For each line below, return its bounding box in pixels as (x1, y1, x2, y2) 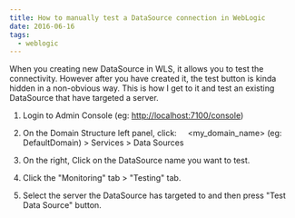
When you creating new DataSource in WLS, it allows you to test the (9, 64, 264, 74)
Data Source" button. (22, 200, 102, 211)
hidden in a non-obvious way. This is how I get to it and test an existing (9, 83, 275, 94)
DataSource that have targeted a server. (9, 93, 159, 104)
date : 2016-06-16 (9, 22, 75, 31)
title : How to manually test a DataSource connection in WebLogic (9, 13, 266, 23)
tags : (9, 30, 30, 39)
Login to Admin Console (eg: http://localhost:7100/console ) (22, 110, 244, 121)
